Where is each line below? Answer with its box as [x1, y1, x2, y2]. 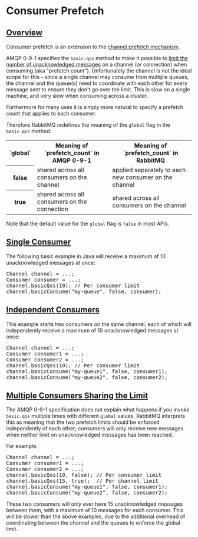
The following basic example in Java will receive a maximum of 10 [6, 252, 166, 260]
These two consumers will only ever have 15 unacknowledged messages [6, 500, 183, 508]
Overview [6, 28, 43, 38]
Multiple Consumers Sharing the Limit [6, 391, 148, 401]
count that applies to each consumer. [6, 110, 97, 117]
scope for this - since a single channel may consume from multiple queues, [6, 74, 189, 80]
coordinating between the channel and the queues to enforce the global [6, 519, 181, 526]
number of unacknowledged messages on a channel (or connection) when [6, 61, 187, 68]
